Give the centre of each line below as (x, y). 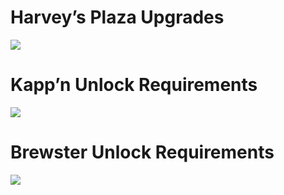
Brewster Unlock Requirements (142, 152)
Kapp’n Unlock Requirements (134, 85)
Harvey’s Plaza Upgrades (117, 17)
